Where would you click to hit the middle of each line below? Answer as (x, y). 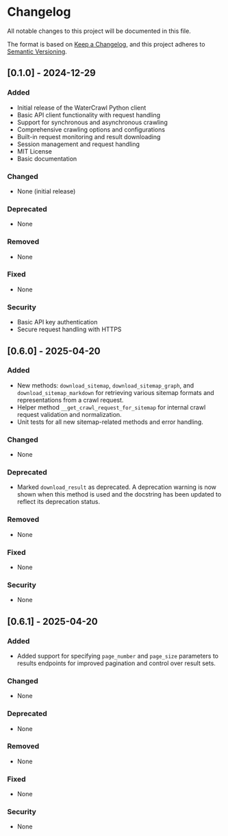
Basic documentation (47, 158)
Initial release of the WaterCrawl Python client (81, 108)
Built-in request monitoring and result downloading (89, 136)
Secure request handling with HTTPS (69, 329)
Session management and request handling (78, 144)
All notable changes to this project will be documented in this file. (99, 31)
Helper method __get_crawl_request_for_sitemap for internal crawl (111, 407)
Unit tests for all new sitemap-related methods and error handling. (110, 422)
